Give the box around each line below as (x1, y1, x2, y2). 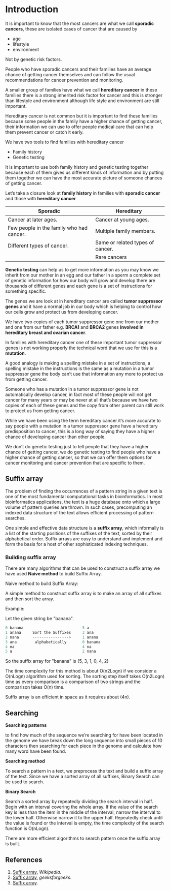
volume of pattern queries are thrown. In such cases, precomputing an (5, 504, 152, 510)
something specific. (5, 288, 47, 294)
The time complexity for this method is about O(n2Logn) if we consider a (5, 668, 157, 674)
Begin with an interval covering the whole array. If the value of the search (5, 804, 158, 810)
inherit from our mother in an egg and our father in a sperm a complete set (5, 272, 160, 278)
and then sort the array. (5, 596, 55, 602)
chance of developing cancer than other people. (5, 434, 106, 440)
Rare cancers (95, 253, 127, 260)
